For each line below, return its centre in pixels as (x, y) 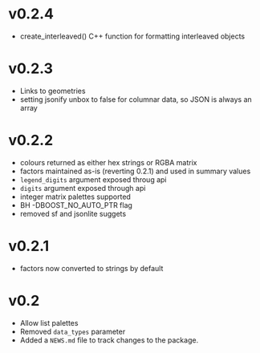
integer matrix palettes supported (75, 197)
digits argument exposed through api (83, 188)
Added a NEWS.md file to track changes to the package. (109, 340)
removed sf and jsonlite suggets (73, 213)
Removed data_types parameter (73, 331)
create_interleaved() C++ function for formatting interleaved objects (132, 36)
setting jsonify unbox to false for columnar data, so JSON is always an (136, 99)
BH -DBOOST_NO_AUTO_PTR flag (76, 205)
